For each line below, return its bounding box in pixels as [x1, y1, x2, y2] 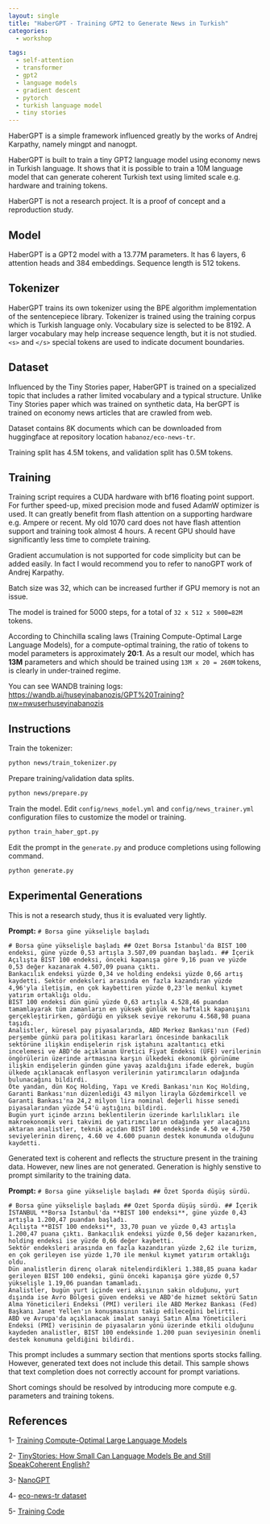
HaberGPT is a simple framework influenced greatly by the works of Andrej [8, 131, 258, 141]
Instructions [8, 722, 71, 736]
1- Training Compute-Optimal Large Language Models [8, 1435, 188, 1445]
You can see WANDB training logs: [8, 682, 123, 691]
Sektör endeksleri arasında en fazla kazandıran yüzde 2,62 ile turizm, [8, 1244, 258, 1252]
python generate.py [8, 866, 74, 874]
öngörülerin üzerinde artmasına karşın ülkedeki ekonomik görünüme [8, 1054, 240, 1062]
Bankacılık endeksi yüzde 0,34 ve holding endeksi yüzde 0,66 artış [8, 970, 243, 978]
